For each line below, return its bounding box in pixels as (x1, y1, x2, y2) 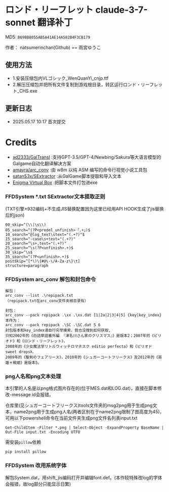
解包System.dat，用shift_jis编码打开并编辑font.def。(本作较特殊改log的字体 (5, 474, 162, 480)
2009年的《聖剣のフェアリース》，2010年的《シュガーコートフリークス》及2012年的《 (5, 355, 158, 360)
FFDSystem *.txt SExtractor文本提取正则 (5, 193, 105, 200)
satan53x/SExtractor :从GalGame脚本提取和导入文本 (12, 173, 122, 179)
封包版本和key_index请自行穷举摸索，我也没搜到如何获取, (5, 328, 111, 333)
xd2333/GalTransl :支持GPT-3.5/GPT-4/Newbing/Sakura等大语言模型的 (12, 154, 161, 160)
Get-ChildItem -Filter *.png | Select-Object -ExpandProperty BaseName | (5, 425, 164, 431)
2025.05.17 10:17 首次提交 (12, 118, 66, 124)
